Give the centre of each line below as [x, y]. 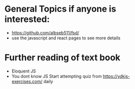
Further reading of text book [63, 58]
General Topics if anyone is [60, 9]
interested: [27, 19]
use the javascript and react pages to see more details [66, 38]
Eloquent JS [24, 71]
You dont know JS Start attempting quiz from [57, 76]
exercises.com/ [27, 81]
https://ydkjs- [116, 76]
